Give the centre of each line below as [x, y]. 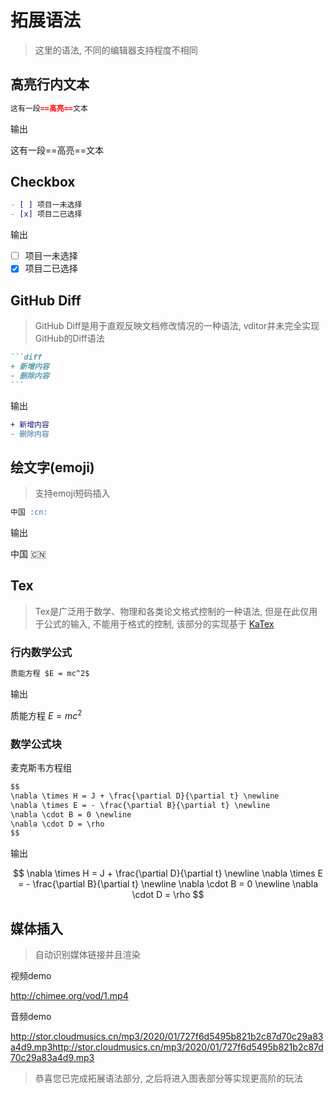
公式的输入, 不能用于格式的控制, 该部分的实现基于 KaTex [159, 623]
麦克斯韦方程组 [41, 767]
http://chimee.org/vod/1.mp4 [69, 996]
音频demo [31, 1017]
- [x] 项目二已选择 [46, 214]
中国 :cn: [29, 512]
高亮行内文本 [50, 84]
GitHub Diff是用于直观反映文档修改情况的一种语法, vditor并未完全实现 [177, 326]
